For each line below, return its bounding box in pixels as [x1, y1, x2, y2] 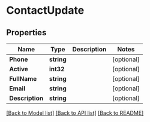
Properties [6, 28, 47, 38]
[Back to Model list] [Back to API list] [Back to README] [6, 109, 144, 117]
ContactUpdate [6, 4, 85, 17]
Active [9, 65, 29, 73]
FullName [9, 75, 37, 83]
